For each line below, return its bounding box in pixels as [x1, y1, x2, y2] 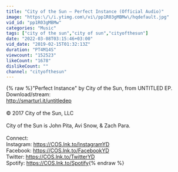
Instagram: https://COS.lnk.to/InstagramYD [6, 141, 110, 148]
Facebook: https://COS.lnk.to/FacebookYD [6, 147, 110, 154]
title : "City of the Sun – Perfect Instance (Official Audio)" [6, 8, 164, 15]
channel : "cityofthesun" [6, 69, 67, 75]
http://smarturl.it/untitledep [6, 97, 72, 104]
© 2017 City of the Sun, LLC [6, 110, 74, 117]
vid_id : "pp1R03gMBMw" [6, 19, 62, 25]
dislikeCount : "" [6, 63, 49, 69]
